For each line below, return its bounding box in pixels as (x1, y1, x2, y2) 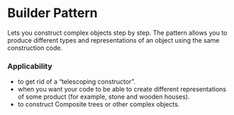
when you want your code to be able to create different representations (17, 85, 227, 94)
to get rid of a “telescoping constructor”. (17, 77, 136, 86)
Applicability (7, 61, 52, 71)
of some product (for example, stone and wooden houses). (17, 92, 190, 101)
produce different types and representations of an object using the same (7, 35, 220, 44)
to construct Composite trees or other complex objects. (17, 100, 180, 109)
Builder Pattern (7, 5, 98, 21)
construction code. (7, 43, 62, 52)
